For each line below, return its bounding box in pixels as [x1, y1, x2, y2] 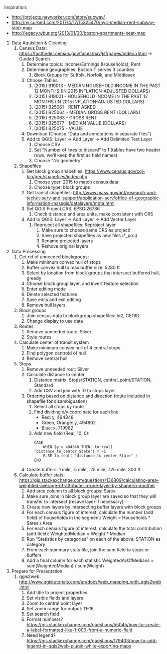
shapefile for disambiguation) [26, 398, 87, 404]
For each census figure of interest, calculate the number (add [26, 510, 153, 515]
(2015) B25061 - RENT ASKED [34, 104, 96, 110]
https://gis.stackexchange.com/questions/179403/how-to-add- [26, 638, 157, 643]
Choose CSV [34, 141, 61, 148]
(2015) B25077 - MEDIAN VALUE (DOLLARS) [34, 120, 126, 126]
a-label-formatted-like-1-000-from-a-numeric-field [26, 627, 133, 633]
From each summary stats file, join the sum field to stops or [26, 547, 149, 553]
